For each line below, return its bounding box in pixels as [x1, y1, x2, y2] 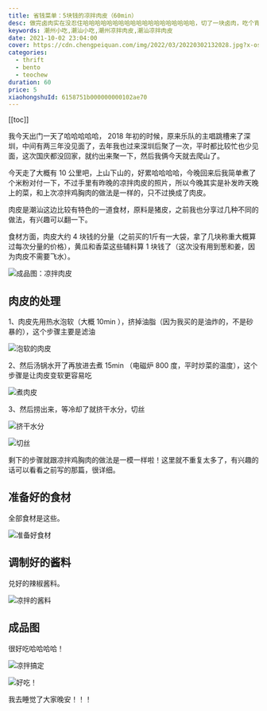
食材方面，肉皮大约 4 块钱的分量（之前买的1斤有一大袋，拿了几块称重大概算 [8, 232, 257, 241]
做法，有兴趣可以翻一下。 [8, 215, 92, 225]
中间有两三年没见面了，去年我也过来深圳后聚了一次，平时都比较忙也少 [21, 141, 252, 151]
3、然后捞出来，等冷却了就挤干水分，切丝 [8, 404, 145, 414]
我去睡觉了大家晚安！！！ [8, 694, 92, 704]
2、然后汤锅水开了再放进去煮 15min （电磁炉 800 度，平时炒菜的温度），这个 [8, 361, 258, 370]
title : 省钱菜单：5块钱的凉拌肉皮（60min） [8, 11, 137, 20]
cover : [8, 41, 30, 49]
